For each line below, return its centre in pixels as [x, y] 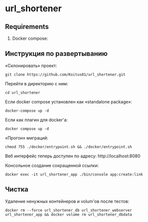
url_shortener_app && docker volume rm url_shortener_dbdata [69, 214]
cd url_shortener [23, 93]
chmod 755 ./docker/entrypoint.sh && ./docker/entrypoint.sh [69, 147]
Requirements [27, 27]
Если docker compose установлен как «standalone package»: [69, 101]
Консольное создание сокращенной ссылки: [52, 165]
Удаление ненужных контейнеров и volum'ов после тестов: [67, 201]
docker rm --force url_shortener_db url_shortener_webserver [69, 210]
